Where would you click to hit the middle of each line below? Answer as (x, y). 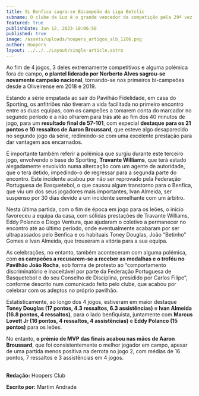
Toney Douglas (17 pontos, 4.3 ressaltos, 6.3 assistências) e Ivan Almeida (99, 308)
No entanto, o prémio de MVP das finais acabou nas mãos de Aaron (91, 338)
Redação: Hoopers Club (36, 375)
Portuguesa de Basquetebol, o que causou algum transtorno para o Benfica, (99, 185)
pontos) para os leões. (34, 327)
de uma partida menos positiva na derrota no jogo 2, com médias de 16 (93, 351)
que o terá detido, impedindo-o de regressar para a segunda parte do (91, 172)
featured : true (25, 23)
